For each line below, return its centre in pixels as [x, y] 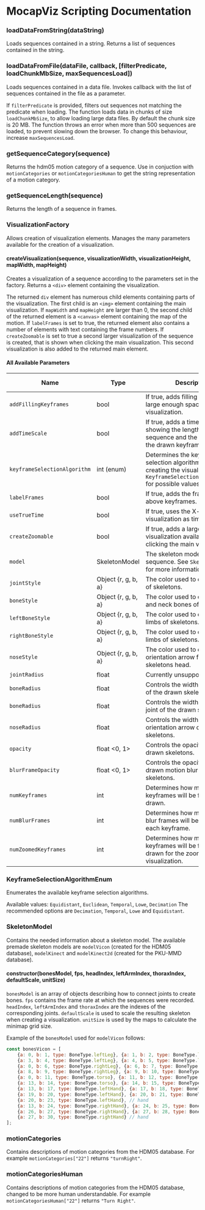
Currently [159, 675]
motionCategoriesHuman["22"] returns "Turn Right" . [71, 1200]
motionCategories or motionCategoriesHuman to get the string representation [101, 173]
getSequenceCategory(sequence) [58, 153]
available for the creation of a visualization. [60, 244]
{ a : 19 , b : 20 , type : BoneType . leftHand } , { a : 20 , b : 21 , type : [101, 1095]
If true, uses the [168, 511]
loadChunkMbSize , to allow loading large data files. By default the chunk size [101, 118]
